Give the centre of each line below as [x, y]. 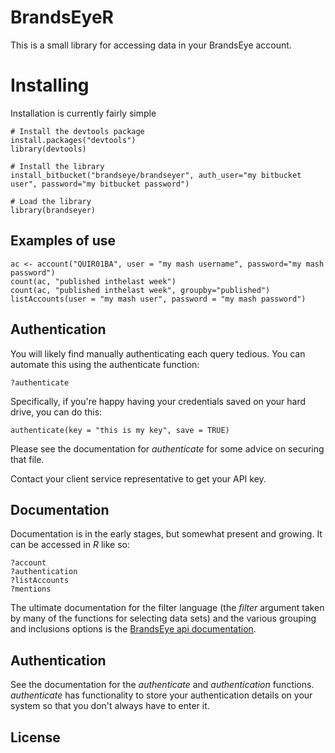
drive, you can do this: [56, 412]
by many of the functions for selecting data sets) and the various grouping [163, 618]
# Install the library [57, 166]
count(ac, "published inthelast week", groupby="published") [140, 290]
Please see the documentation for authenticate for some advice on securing [167, 448]
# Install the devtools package [77, 131]
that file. [27, 459]
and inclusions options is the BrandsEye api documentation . [133, 629]
